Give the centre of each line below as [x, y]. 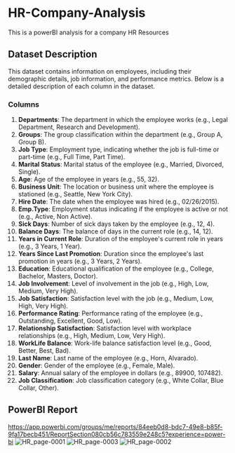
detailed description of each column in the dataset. [81, 86]
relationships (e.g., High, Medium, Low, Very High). [92, 336]
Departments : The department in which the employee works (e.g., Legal [123, 120]
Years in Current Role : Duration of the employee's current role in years [121, 239]
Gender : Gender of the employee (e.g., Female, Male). [96, 365]
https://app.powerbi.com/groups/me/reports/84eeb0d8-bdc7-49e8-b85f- [115, 426]
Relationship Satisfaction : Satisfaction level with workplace [105, 328]
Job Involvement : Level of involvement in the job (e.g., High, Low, [113, 284]
